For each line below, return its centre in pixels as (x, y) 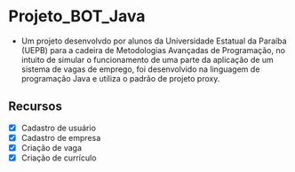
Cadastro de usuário (59, 128)
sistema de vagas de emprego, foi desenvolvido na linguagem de (140, 69)
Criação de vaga (51, 147)
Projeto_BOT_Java (77, 16)
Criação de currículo (59, 158)
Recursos (36, 107)
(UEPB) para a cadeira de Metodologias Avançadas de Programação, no (153, 50)
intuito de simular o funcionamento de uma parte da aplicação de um (147, 59)
